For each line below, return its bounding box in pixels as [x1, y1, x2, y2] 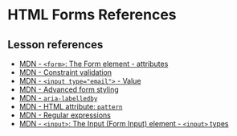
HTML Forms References [7, 6, 178, 24]
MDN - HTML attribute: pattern [18, 102, 123, 111]
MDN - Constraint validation [18, 68, 112, 77]
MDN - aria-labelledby [18, 93, 98, 102]
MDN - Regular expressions [18, 110, 112, 120]
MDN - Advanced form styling [18, 84, 119, 94]
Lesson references [7, 38, 104, 52]
